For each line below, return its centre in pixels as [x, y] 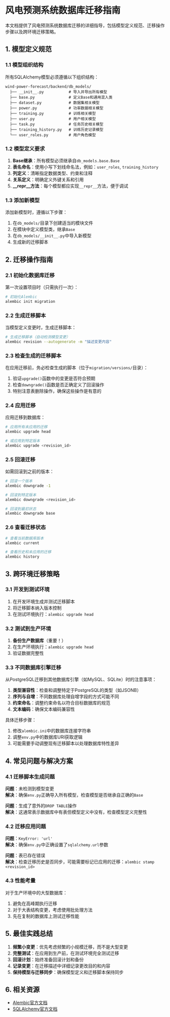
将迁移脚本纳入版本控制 [37, 608]
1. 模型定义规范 [29, 49]
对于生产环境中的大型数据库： [36, 892]
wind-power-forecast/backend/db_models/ [49, 87]
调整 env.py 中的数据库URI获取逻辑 [47, 737]
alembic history [22, 557]
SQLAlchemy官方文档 [35, 1009]
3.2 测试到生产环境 [28, 629]
